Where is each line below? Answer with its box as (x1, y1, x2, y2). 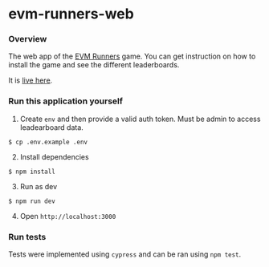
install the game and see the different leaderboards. (8, 60, 180, 70)
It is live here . (8, 75, 53, 85)
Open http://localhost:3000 (19, 211, 116, 220)
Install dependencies (19, 152, 90, 161)
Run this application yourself (8, 95, 123, 107)
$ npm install (8, 168, 56, 176)
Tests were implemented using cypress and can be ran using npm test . (8, 249, 242, 259)
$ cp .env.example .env (8, 138, 88, 146)
